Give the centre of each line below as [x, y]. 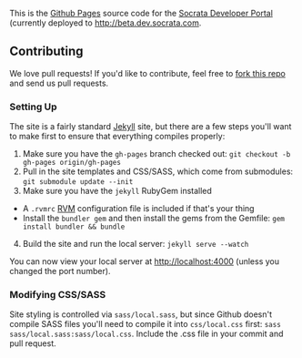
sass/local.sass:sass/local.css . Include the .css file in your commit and [146, 334]
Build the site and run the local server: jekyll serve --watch [136, 244]
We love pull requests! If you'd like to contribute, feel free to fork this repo [148, 73]
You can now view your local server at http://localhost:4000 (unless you [145, 261]
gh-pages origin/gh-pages [71, 163]
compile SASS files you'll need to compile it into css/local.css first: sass [146, 324]
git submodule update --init [78, 182]
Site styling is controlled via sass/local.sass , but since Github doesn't [141, 314]
